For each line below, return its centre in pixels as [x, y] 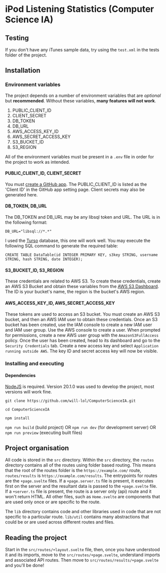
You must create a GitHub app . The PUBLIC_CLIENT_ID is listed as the [76, 184]
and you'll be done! [25, 566]
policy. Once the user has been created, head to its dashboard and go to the [83, 340]
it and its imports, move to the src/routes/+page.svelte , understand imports [83, 555]
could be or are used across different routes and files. [60, 522]
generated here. [21, 194]
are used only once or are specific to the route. [53, 502]
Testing [17, 38]
